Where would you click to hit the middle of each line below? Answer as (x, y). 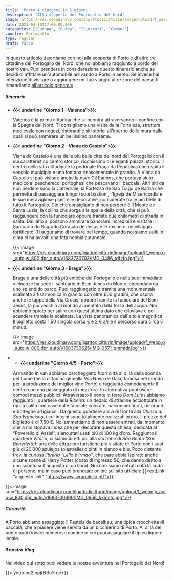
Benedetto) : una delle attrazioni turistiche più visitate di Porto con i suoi (88, 444)
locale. (12, 538)
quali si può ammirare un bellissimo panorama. (62, 136)
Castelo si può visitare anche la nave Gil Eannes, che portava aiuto (83, 178)
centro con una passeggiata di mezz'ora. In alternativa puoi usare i (83, 389)
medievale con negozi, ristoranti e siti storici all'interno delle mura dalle (88, 131)
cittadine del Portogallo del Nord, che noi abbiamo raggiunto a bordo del (81, 63)
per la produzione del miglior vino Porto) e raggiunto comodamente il (85, 384)
